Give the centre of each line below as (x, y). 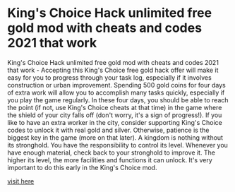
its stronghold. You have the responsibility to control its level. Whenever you (117, 145)
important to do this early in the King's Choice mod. (82, 167)
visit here (21, 181)
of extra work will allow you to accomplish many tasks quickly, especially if (116, 92)
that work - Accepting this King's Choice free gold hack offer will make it (113, 70)
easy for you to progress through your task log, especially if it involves (109, 77)
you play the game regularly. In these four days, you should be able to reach (118, 100)
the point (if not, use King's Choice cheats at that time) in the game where (115, 107)
